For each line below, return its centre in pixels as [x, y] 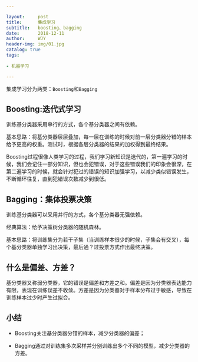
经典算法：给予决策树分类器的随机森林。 [55, 227]
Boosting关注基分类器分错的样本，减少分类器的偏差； [80, 333]
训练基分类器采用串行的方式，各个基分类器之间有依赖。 [73, 124]
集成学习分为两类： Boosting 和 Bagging [52, 88]
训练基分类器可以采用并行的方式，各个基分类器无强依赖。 [76, 215]
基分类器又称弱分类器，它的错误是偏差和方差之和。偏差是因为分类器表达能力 [99, 282]
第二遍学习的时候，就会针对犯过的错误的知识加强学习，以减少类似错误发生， [99, 172]
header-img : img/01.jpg [35, 44]
